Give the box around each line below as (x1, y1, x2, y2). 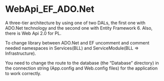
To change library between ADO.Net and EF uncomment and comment (5, 40, 150, 45)
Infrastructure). (5, 50, 36, 56)
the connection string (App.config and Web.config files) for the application (5, 65, 158, 71)
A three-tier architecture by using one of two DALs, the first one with (5, 20, 146, 26)
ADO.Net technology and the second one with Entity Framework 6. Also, (5, 25, 153, 31)
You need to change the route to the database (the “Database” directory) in (5, 60, 159, 66)
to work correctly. (5, 70, 41, 76)
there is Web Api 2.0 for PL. (5, 30, 62, 36)
